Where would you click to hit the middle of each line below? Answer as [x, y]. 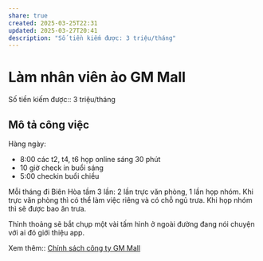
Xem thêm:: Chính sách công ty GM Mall [75, 248]
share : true [28, 16]
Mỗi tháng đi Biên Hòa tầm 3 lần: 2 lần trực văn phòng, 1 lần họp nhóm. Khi [131, 192]
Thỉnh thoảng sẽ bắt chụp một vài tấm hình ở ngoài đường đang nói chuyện [131, 224]
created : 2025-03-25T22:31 [53, 23]
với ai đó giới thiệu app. [47, 233]
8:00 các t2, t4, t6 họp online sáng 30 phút [90, 159]
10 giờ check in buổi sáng [61, 168]
